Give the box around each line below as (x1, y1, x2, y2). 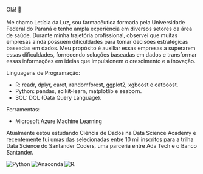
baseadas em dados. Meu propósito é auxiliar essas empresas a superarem (6, 44, 196, 52)
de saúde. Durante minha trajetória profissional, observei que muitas (6, 32, 178, 39)
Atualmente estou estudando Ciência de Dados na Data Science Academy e (6, 130, 196, 136)
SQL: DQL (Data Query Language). (15, 94, 102, 101)
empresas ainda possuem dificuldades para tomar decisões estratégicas (6, 38, 188, 45)
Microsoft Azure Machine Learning (15, 117, 102, 125)
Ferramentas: (6, 106, 40, 113)
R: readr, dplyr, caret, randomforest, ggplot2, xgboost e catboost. (15, 81, 179, 88)
